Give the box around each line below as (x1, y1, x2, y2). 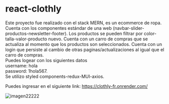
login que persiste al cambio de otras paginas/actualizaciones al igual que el (5, 46, 164, 53)
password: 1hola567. (5, 68, 48, 74)
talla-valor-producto (5, 36, 47, 42)
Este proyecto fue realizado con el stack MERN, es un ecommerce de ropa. (5, 20, 162, 26)
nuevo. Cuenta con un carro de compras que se (48, 36, 148, 42)
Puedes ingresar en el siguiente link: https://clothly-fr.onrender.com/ (5, 83, 148, 89)
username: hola (5, 63, 38, 69)
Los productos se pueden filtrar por (68, 30, 143, 36)
